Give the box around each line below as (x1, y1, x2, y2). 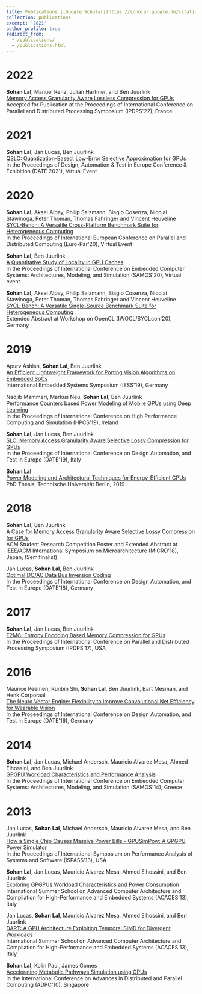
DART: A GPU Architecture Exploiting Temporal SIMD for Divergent (6, 925, 171, 932)
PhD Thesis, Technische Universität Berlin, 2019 (6, 480, 125, 487)
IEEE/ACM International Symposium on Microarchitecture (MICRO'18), (6, 547, 179, 554)
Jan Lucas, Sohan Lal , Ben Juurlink (6, 565, 94, 572)
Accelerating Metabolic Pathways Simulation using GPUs (6, 968, 147, 975)
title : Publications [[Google (6, 8, 82, 15)
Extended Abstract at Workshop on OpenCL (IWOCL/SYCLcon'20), (6, 315, 173, 322)
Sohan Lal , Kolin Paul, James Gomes (6, 962, 97, 969)
